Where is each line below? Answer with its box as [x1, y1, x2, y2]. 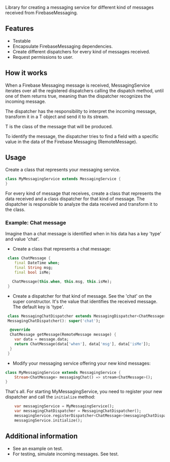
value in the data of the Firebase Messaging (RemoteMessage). [5, 138, 138, 145]
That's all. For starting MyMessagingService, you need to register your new [5, 388, 162, 395]
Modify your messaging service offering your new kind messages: [12, 360, 151, 366]
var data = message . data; [14, 337, 69, 342]
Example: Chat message [5, 219, 66, 226]
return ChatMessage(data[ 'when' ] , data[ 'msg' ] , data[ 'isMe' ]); [14, 342, 151, 347]
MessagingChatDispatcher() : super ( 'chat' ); [7, 318, 101, 324]
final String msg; [14, 265, 53, 270]
